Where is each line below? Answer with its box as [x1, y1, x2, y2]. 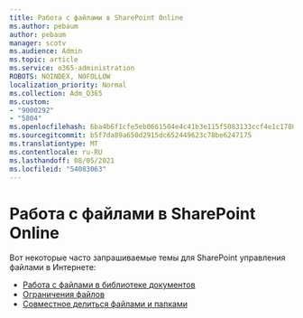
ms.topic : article [9, 55, 78, 64]
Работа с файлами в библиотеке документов [22, 279, 196, 290]
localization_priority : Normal [9, 80, 127, 89]
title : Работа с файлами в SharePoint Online [9, 13, 183, 23]
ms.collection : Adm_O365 [9, 89, 103, 98]
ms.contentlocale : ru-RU [9, 147, 103, 156]
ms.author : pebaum [9, 22, 78, 31]
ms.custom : [9, 97, 50, 107]
